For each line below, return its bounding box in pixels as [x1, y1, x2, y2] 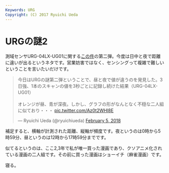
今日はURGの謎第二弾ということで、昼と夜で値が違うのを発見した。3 [17, 77, 163, 83]
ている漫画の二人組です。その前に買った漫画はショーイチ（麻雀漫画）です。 [5, 152, 164, 158]
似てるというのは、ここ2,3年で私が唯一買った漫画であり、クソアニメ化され [5, 145, 162, 151]
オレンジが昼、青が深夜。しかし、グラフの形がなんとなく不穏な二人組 [17, 101, 164, 107]
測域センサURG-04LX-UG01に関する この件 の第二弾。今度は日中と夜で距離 [5, 53, 161, 59]
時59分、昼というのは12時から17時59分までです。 [5, 134, 109, 141]
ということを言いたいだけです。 [5, 66, 72, 72]
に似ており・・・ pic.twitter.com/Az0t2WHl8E [17, 108, 114, 114]
